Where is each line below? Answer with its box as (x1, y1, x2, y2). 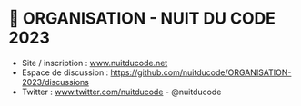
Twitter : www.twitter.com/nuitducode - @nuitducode (21, 86, 222, 97)
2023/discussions (21, 76, 90, 87)
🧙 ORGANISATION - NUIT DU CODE (8, 8, 276, 29)
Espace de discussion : (21, 67, 109, 78)
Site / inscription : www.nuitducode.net (21, 57, 168, 68)
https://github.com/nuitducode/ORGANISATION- (110, 67, 292, 78)
